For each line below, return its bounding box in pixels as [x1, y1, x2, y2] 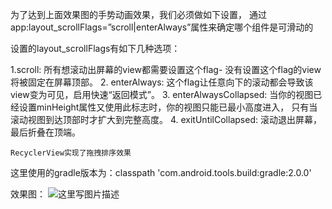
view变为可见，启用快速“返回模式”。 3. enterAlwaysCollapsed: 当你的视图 [10, 89, 314, 100]
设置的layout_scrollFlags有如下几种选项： [10, 43, 181, 54]
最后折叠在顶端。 [10, 126, 81, 138]
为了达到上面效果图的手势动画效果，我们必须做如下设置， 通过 [10, 9, 267, 20]
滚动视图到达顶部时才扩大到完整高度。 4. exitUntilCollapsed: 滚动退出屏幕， [10, 114, 322, 125]
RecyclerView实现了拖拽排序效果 [10, 148, 132, 158]
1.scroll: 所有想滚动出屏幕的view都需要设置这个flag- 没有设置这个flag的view [10, 64, 322, 75]
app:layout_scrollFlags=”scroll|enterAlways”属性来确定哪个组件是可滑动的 [10, 21, 314, 33]
